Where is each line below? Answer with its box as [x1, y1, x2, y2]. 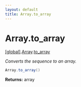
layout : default [5, 7, 38, 12]
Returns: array [5, 77, 35, 83]
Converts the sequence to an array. [5, 58, 77, 64]
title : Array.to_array [5, 12, 51, 17]
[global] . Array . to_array [5, 49, 50, 55]
